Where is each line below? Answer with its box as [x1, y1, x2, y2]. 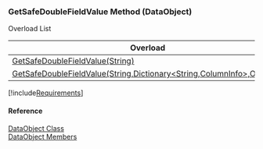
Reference [8, 106, 43, 115]
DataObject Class [8, 123, 65, 133]
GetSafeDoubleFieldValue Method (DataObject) [8, 6, 193, 17]
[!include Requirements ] [8, 88, 84, 98]
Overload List [8, 24, 52, 34]
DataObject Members [8, 132, 77, 141]
